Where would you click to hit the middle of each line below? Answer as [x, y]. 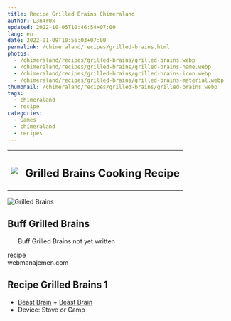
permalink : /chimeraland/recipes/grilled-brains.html [89, 47]
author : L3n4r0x [31, 21]
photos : [19, 54]
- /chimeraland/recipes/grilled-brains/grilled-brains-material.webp [119, 80]
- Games [25, 120]
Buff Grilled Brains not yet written [66, 241]
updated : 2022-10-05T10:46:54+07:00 [61, 27]
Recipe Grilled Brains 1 [58, 285]
